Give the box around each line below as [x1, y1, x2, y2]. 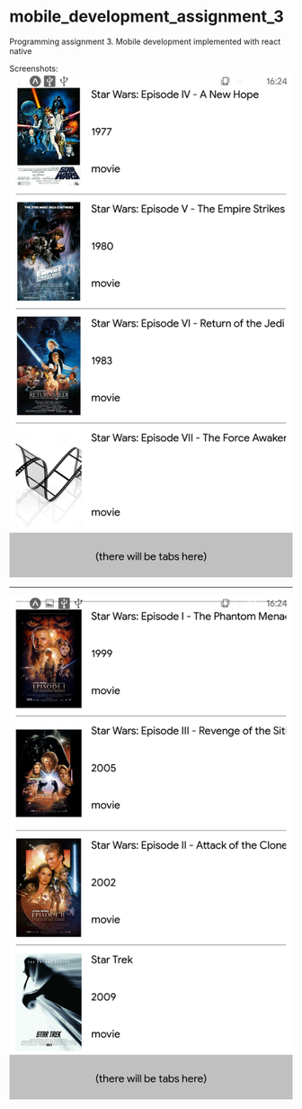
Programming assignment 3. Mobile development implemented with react [9, 36, 281, 47]
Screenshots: [9, 63, 58, 74]
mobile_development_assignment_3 [9, 6, 285, 27]
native [9, 45, 32, 56]
